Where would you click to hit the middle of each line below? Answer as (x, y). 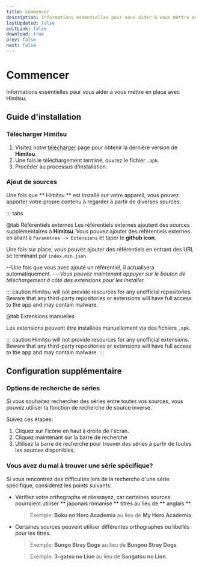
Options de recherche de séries (53, 389)
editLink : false (26, 29)
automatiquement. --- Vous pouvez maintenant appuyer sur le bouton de (96, 274)
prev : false (21, 40)
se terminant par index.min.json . (47, 256)
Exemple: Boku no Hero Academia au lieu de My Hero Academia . (112, 515)
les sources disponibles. (45, 450)
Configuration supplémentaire (64, 371)
